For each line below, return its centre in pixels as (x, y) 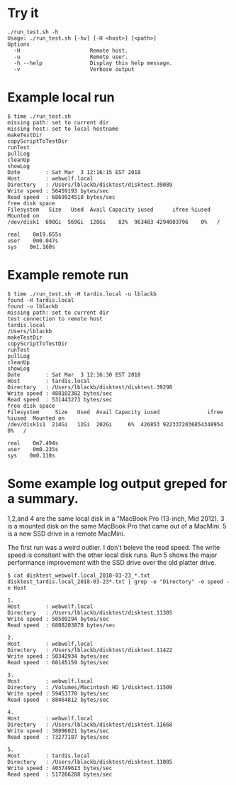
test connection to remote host (55, 319)
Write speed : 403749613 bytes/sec (60, 768)
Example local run (61, 98)
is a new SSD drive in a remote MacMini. (66, 534)
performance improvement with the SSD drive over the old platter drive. (112, 562)
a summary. (43, 499)
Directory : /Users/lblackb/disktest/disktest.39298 (90, 387)
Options (19, 44)
